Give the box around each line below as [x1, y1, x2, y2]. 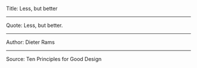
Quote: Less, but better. [6, 22, 63, 29]
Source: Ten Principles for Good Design [6, 56, 102, 62]
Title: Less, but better [6, 5, 57, 12]
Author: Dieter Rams [6, 39, 55, 46]
